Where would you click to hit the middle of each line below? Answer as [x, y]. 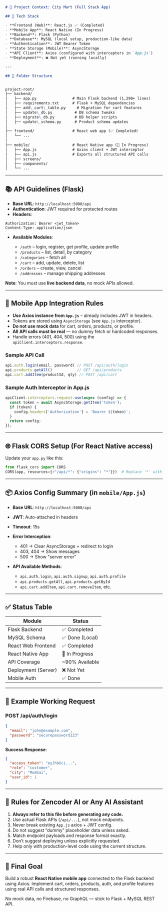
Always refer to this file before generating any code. [68, 814]
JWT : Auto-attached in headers [45, 517]
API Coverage [24, 662]
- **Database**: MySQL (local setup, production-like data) [69, 39]
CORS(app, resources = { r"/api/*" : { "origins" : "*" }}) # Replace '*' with [84, 472]
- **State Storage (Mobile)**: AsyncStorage [52, 48]
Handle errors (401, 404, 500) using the [53, 336]
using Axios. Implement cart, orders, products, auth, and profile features [79, 884]
